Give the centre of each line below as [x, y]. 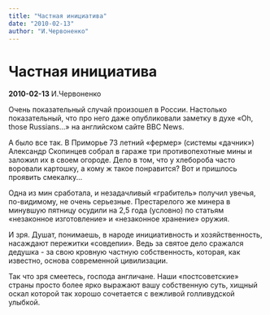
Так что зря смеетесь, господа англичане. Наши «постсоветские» [124, 277]
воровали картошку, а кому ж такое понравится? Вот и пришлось [123, 168]
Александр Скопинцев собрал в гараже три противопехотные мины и [131, 151]
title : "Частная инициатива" [58, 16]
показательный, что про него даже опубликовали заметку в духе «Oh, [131, 118]
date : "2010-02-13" [41, 24]
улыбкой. [24, 303]
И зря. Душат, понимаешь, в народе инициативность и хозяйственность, [135, 235]
